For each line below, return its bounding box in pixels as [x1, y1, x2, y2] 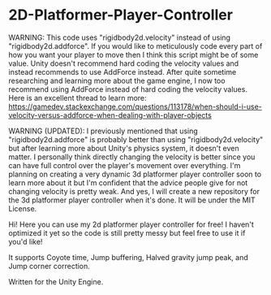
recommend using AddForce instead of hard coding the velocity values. [8, 84, 247, 94]
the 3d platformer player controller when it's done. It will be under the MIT [8, 195, 256, 205]
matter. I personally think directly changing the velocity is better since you [8, 152, 256, 162]
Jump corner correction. [8, 261, 91, 271]
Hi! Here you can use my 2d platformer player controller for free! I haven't [8, 219, 254, 229]
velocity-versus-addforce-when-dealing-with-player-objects [8, 110, 213, 119]
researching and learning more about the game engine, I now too [8, 76, 226, 85]
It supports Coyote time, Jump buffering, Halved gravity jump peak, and [8, 252, 249, 262]
